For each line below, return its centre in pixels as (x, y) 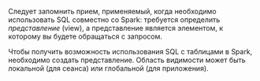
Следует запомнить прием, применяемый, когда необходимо (112, 11)
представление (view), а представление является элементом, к (116, 28)
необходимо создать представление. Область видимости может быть (127, 60)
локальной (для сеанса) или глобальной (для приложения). (108, 68)
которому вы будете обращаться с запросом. (85, 36)
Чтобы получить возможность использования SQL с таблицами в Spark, (130, 52)
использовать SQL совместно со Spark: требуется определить (114, 20)
